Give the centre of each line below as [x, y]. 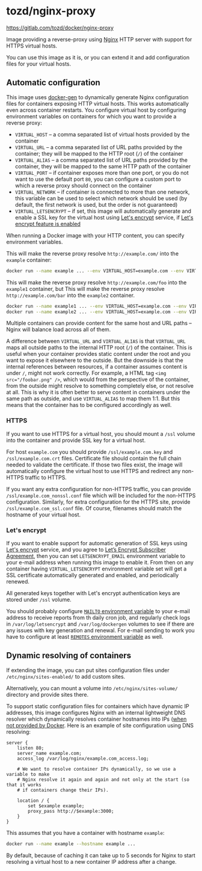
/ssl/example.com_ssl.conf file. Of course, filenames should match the [94, 508]
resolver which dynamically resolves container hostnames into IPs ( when [96, 719]
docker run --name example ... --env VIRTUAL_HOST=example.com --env [95, 271]
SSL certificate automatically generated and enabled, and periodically [93, 575]
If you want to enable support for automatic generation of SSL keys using [97, 543]
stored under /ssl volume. [39, 599]
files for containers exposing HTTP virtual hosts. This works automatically [98, 103]
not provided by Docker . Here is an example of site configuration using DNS [100, 725]
